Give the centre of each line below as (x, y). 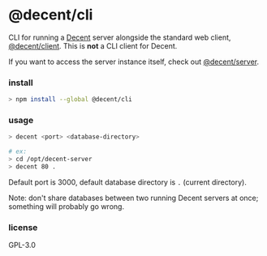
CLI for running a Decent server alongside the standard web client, (120, 37)
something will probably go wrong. (66, 206)
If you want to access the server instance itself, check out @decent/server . (134, 62)
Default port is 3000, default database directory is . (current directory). (128, 182)
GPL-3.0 (22, 245)
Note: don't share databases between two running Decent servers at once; (133, 198)
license (23, 227)
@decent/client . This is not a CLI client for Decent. (93, 45)
